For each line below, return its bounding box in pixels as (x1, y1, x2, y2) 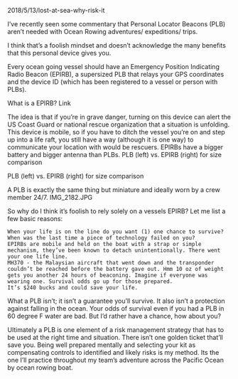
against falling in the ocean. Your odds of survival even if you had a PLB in (7, 304, 225, 312)
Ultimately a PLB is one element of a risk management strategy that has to (7, 326, 225, 333)
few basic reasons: (7, 215, 63, 223)
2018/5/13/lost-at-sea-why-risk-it (7, 6, 105, 14)
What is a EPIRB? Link (7, 99, 71, 107)
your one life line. (7, 253, 69, 260)
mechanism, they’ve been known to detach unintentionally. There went (7, 247, 221, 254)
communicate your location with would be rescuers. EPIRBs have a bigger (7, 143, 224, 151)
